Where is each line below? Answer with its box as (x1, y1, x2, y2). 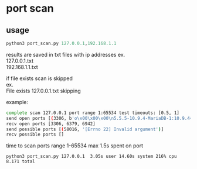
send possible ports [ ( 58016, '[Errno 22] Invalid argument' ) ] (6, 126, 164, 132)
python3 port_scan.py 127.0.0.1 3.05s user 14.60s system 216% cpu (6, 154, 177, 160)
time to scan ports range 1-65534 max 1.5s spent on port (6, 142, 144, 149)
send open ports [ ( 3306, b (6, 115, 72, 121)
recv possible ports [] (6, 132, 64, 137)
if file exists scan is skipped (6, 75, 73, 82)
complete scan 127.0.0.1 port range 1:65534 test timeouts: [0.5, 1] (6, 110, 180, 116)
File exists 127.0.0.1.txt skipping (6, 87, 81, 94)
